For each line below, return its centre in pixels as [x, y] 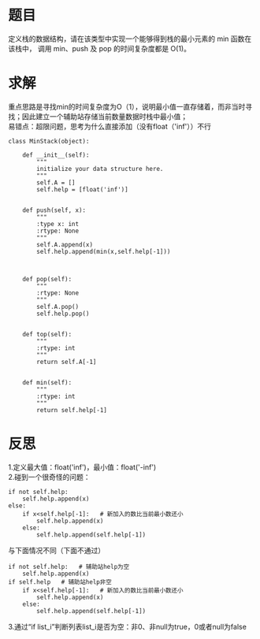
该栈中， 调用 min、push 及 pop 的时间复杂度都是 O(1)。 [100, 48]
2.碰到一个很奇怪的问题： [49, 477]
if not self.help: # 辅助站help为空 [69, 567]
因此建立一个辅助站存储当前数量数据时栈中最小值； [104, 116]
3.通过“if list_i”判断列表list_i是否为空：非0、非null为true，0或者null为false [127, 626]
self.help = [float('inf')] [82, 189]
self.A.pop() [58, 306]
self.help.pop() [63, 314]
